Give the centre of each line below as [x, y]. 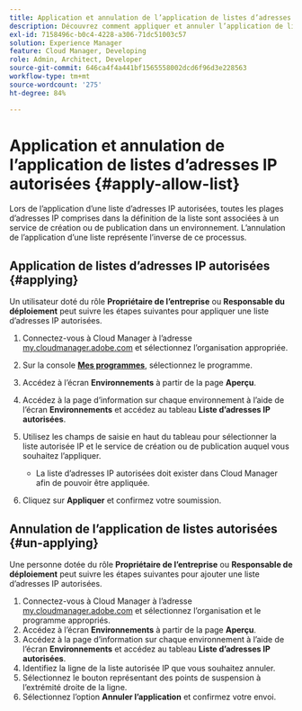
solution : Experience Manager [66, 43]
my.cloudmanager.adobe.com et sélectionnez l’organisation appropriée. [155, 348]
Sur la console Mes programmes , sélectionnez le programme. [138, 365]
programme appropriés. [66, 620]
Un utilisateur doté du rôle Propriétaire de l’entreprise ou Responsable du [147, 302]
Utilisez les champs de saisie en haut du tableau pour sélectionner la [149, 437]
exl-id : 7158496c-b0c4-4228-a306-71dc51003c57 [98, 34]
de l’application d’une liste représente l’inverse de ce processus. [128, 237]
